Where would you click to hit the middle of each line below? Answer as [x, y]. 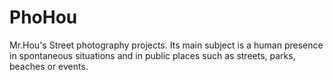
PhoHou [43, 17]
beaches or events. [49, 66]
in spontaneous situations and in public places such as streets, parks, [152, 55]
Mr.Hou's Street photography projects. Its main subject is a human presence [166, 45]
